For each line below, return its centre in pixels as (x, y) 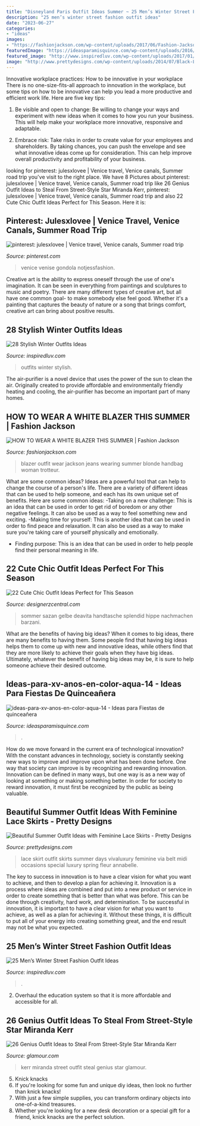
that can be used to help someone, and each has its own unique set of (92, 494)
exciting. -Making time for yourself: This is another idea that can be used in (98, 519)
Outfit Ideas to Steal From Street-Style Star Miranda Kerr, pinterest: (88, 189)
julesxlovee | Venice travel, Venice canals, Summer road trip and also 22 (95, 196)
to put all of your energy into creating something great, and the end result (96, 921)
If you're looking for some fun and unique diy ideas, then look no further (103, 1085)
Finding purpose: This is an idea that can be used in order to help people (104, 543)
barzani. (31, 622)
